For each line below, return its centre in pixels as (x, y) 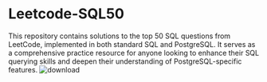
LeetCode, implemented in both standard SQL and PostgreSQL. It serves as (132, 44)
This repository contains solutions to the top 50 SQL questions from (120, 36)
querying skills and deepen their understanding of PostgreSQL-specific (125, 61)
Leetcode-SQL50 (67, 14)
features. (23, 69)
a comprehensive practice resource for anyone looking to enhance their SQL (134, 53)
